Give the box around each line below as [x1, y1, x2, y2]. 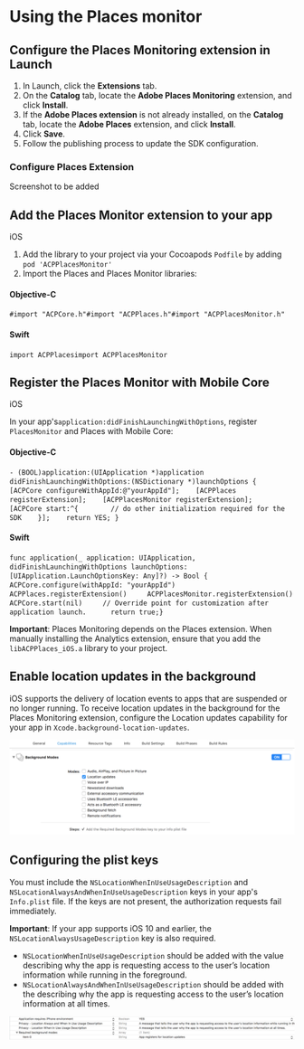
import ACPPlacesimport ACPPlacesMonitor [9, 350, 168, 359]
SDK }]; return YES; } [9, 513, 119, 522]
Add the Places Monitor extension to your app [9, 207, 273, 222]
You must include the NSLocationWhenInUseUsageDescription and [9, 876, 249, 887]
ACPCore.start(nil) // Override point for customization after [9, 599, 270, 608]
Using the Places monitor [9, 6, 203, 27]
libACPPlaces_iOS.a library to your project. [9, 642, 167, 653]
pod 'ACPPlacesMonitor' [22, 260, 113, 269]
